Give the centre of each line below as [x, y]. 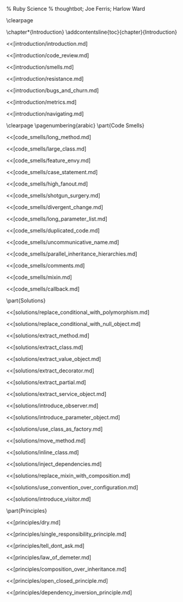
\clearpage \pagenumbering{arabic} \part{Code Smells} [76, 125]
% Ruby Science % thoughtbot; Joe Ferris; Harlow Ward [76, 9]
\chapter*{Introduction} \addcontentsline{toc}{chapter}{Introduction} [92, 32]
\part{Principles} [27, 511]
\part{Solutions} [26, 300]
